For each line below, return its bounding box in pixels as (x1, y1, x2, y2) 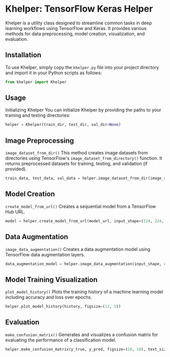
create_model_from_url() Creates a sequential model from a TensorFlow (5, 203, 156, 209)
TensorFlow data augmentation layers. (5, 251, 85, 257)
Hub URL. (5, 209, 25, 215)
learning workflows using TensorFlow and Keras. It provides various (5, 25, 147, 31)
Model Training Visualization (5, 275, 98, 284)
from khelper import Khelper (5, 79, 67, 84)
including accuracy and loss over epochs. (5, 294, 92, 300)
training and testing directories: (5, 112, 71, 118)
